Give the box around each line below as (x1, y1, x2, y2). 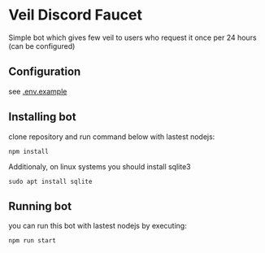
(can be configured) (8, 41, 76, 50)
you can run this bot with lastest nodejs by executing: (8, 221, 187, 231)
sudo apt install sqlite (8, 177, 93, 185)
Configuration (8, 65, 81, 79)
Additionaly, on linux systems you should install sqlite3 (8, 161, 191, 172)
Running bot (8, 199, 72, 213)
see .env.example (8, 86, 67, 96)
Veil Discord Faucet (8, 6, 142, 24)
